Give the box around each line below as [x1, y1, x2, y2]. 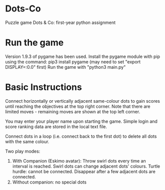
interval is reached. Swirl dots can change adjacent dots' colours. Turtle [12, 163, 161, 169]
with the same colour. [5, 138, 50, 145]
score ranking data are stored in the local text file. [5, 123, 107, 130]
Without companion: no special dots [12, 179, 87, 185]
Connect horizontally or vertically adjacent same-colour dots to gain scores [5, 98, 161, 104]
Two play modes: [5, 148, 40, 154]
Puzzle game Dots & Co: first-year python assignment [5, 19, 116, 25]
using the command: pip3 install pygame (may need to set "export [5, 58, 141, 65]
